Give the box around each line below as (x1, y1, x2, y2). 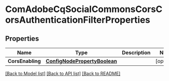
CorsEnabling (8, 58, 41, 64)
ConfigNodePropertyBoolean (45, 58, 117, 64)
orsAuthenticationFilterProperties (5, 14, 150, 26)
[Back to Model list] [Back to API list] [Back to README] (5, 70, 121, 76)
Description (122, 49, 151, 56)
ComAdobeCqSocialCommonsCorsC (5, 4, 162, 15)
